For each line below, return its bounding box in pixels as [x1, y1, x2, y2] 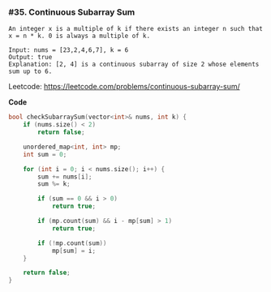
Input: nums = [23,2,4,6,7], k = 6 [8, 46, 129, 54]
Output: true [8, 54, 53, 62]
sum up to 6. [8, 67, 53, 75]
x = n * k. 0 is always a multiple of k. [8, 32, 151, 41]
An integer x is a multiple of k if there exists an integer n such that [8, 25, 264, 33]
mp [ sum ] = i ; [51, 247, 96, 255]
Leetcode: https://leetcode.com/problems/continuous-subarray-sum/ [8, 82, 241, 92]
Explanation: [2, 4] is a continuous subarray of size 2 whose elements [8, 60, 260, 69]
